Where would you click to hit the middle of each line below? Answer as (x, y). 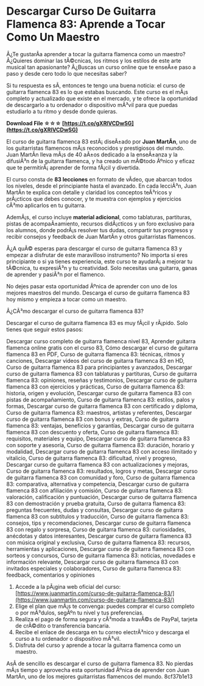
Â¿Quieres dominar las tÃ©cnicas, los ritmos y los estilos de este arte (94, 60)
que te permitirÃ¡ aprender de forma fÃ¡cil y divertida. (73, 167)
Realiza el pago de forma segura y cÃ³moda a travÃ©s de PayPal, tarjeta (106, 619)
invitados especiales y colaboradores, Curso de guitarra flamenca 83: (94, 568)
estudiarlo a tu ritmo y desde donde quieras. (62, 111)
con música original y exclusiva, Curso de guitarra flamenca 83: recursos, (99, 542)
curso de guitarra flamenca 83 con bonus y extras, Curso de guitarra (93, 419)
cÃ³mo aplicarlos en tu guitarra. (46, 205)
